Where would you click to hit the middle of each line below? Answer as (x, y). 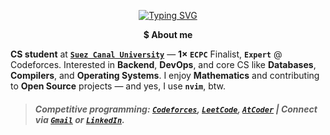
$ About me (168, 34)
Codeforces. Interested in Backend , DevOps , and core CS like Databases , (163, 64)
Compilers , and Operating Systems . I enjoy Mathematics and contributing (165, 75)
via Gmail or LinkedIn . (79, 119)
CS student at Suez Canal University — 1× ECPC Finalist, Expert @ (146, 54)
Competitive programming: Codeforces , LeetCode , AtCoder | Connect (176, 109)
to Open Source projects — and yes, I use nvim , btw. (118, 86)
